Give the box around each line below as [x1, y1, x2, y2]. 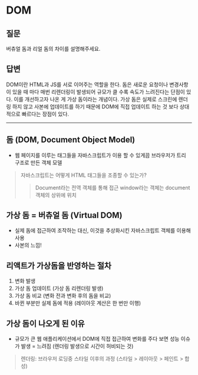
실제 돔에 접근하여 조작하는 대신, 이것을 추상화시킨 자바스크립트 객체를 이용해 [14, 227, 192, 234]
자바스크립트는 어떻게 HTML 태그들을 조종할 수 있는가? [20, 172, 147, 179]
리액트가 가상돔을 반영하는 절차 [6, 261, 112, 271]
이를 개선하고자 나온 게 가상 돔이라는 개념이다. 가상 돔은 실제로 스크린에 [14, 96, 177, 103]
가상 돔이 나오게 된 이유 [6, 318, 85, 328]
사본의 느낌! [14, 242, 42, 249]
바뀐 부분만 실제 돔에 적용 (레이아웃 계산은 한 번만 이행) [14, 300, 141, 307]
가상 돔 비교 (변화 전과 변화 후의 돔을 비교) [14, 292, 111, 300]
